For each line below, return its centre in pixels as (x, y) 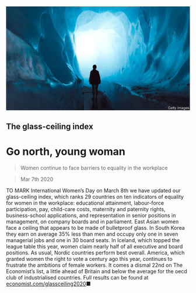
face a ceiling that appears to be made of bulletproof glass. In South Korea (95, 227)
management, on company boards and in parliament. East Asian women (92, 221)
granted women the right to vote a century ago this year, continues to (90, 258)
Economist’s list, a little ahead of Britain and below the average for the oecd (97, 271)
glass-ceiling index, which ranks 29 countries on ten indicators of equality (95, 197)
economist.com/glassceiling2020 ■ (48, 284)
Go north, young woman (66, 152)
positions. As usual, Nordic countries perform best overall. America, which (95, 253)
